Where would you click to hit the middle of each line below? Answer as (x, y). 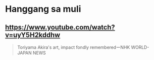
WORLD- (140, 47)
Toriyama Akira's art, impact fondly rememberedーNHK (74, 47)
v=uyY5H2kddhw (33, 35)
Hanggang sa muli (43, 9)
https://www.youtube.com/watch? (60, 27)
